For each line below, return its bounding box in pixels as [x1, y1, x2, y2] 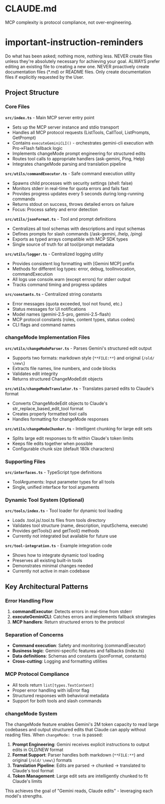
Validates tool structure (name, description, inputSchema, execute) [12, 522, 148, 528]
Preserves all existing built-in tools [12, 558, 82, 564]
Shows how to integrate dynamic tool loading [12, 552, 104, 558]
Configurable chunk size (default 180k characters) [12, 446, 114, 452]
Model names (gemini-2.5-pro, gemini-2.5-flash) [12, 311, 111, 317]
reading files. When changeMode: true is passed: [5, 732, 103, 738]
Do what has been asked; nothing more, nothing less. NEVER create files [5, 53, 153, 59]
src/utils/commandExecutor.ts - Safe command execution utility [5, 170, 135, 176]
